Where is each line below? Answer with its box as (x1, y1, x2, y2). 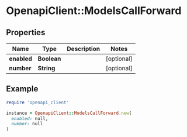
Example (6, 84, 39, 94)
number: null (11, 121, 43, 127)
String (37, 64, 56, 72)
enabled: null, (11, 115, 49, 121)
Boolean (37, 54, 61, 63)
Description (67, 45, 101, 53)
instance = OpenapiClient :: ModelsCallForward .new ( (6, 110, 132, 116)
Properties (6, 28, 46, 37)
